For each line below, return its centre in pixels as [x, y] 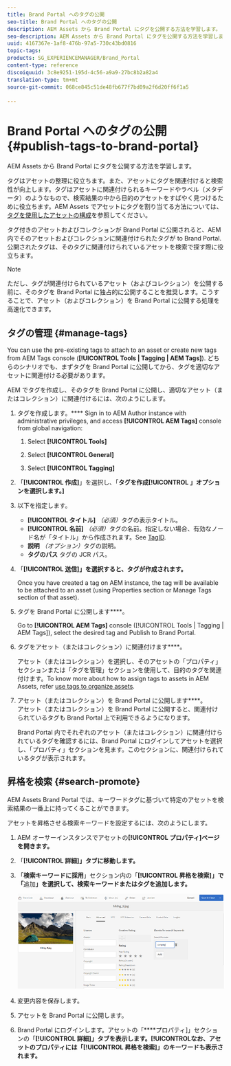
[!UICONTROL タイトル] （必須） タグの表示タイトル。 [104, 520]
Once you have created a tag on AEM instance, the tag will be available [118, 583]
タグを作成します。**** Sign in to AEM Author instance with [102, 413]
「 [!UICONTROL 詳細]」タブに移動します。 [78, 860]
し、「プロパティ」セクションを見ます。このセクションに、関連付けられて [120, 749]
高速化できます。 [31, 309]
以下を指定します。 [44, 506]
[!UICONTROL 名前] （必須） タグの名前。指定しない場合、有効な [119, 529]
